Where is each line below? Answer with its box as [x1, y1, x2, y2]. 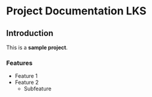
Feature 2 [14, 79, 39, 86]
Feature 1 [14, 72, 38, 80]
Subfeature [23, 85, 52, 92]
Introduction [6, 28, 54, 38]
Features [6, 59, 33, 67]
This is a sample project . [6, 44, 68, 51]
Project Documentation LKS [6, 4, 147, 18]
